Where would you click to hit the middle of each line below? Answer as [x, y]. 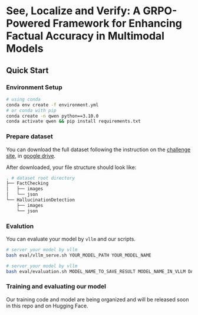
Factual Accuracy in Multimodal [85, 36]
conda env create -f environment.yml [52, 105]
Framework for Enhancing [118, 23]
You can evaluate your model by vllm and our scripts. [71, 239]
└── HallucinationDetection [41, 200]
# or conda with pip [32, 111]
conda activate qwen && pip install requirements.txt [74, 121]
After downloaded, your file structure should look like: [71, 167]
